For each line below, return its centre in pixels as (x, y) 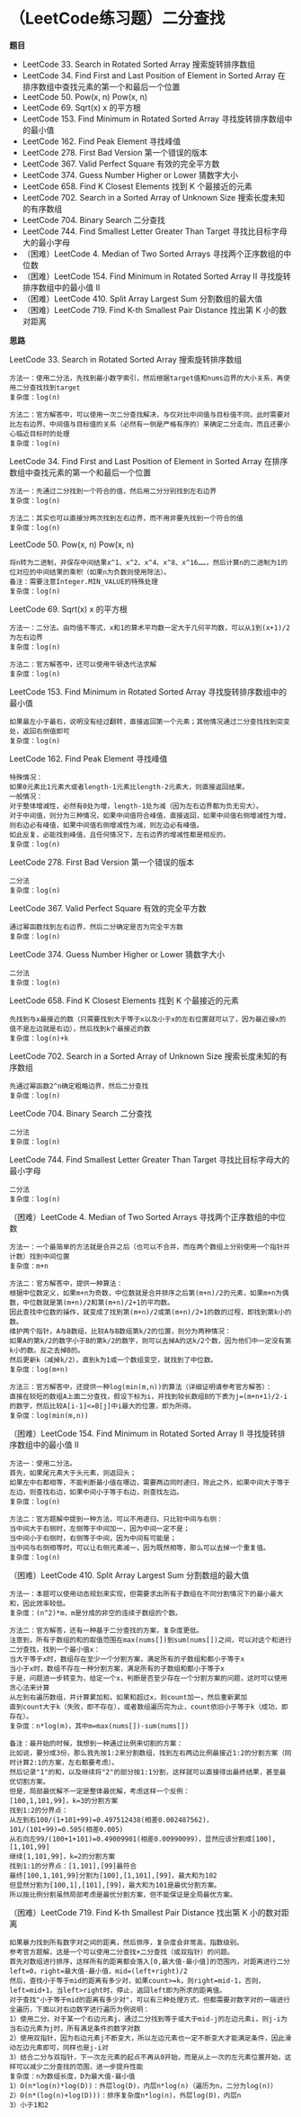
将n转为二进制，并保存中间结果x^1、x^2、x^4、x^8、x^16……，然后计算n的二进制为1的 (149, 562)
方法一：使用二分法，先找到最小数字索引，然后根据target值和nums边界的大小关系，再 (146, 378)
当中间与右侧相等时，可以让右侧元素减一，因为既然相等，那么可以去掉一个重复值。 (140, 1547)
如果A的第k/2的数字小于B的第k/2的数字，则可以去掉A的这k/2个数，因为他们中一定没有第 (150, 1341)
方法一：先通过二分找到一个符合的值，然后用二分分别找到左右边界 (113, 491)
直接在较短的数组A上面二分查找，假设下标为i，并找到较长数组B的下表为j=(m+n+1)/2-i (149, 1396)
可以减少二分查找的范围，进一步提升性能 (80, 2067)
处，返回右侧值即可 (40, 731)
